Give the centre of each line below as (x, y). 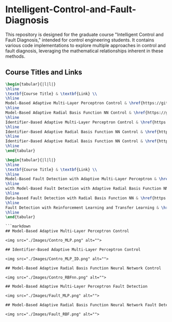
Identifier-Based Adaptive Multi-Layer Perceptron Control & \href (79, 122)
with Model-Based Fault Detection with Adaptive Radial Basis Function (83, 189)
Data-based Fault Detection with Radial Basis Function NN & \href (79, 198)
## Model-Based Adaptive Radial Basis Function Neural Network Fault (81, 305)
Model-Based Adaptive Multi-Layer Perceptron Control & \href (73, 103)
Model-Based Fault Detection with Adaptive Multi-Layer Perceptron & (81, 179)
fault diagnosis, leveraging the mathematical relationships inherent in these (84, 51)
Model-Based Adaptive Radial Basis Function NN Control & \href (75, 113)
